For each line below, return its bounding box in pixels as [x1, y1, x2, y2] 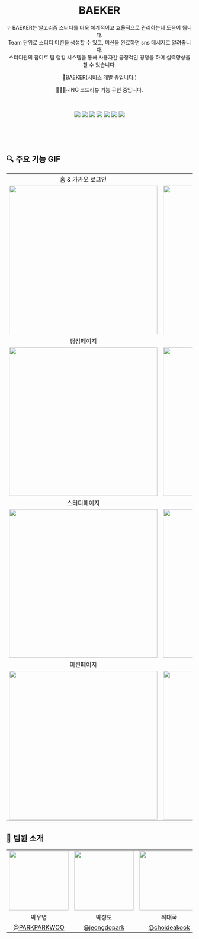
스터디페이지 [66, 499, 100, 507]
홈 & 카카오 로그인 [59, 175, 107, 183]
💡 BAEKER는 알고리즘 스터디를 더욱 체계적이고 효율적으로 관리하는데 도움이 [7, 24, 181, 31]
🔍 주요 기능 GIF [6, 154, 61, 164]
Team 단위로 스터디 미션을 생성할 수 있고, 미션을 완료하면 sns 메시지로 [8, 39, 171, 46]
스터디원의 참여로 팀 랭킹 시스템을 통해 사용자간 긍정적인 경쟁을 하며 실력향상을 [8, 53, 191, 61]
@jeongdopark [83, 923, 125, 931]
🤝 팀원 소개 [6, 833, 44, 843]
